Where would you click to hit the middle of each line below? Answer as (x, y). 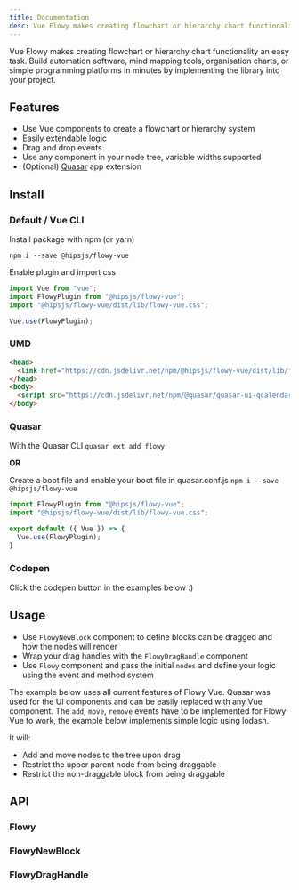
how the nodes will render (70, 646)
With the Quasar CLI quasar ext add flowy (87, 446)
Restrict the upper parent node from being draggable (119, 764)
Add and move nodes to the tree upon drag (101, 755)
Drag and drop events (62, 148)
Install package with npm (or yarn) (72, 239)
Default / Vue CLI (47, 220)
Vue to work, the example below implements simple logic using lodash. (139, 720)
